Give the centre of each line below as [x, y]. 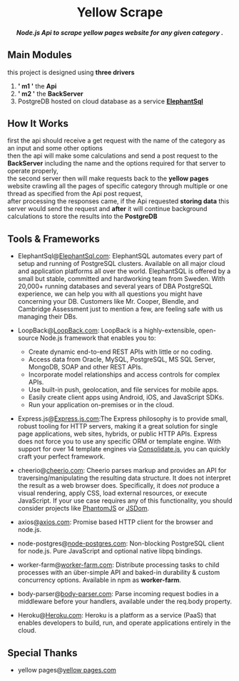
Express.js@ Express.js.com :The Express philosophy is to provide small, [123, 419]
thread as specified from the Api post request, [75, 194]
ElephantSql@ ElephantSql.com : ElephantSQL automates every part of [120, 256]
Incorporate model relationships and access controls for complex [124, 374]
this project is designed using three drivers [71, 72]
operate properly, [33, 171]
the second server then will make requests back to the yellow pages [108, 178]
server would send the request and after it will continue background [107, 209]
